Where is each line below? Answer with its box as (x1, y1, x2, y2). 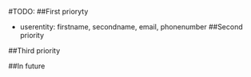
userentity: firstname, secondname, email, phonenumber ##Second (19, 22, 244, 31)
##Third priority (8, 46, 61, 55)
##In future (8, 61, 46, 71)
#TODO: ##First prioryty (8, 7, 89, 16)
